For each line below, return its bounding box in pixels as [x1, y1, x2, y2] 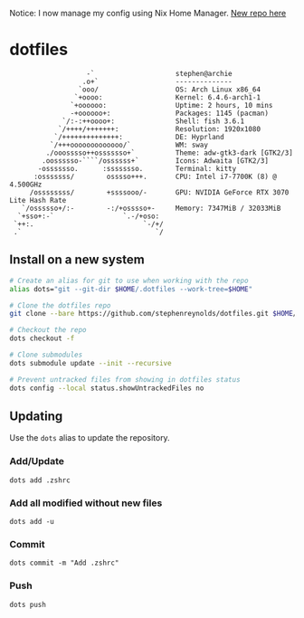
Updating [9, 408, 63, 423]
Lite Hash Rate [9, 195, 67, 204]
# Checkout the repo [9, 326, 88, 335]
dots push [9, 600, 47, 609]
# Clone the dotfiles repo [9, 300, 111, 310]
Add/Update [9, 455, 65, 468]
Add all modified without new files [9, 497, 163, 509]
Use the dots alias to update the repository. [9, 433, 170, 443]
